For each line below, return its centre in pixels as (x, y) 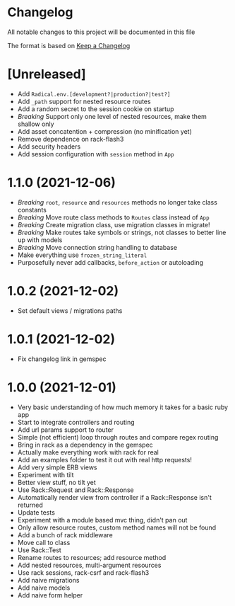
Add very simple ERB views (57, 467)
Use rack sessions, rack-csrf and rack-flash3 (83, 572)
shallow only (36, 124)
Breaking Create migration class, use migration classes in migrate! (114, 224)
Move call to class (44, 542)
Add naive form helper (50, 595)
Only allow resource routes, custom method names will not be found (117, 527)
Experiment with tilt (46, 474)
